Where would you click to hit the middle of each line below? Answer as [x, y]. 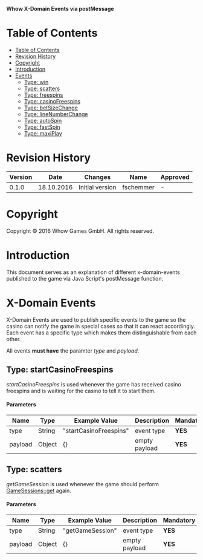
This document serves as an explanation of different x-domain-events [93, 272]
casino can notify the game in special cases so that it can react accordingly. [101, 326]
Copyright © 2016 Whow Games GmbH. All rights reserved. [80, 231]
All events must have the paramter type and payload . [73, 351]
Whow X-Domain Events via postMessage [60, 9]
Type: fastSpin [42, 127]
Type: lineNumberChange [56, 114]
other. [14, 339]
